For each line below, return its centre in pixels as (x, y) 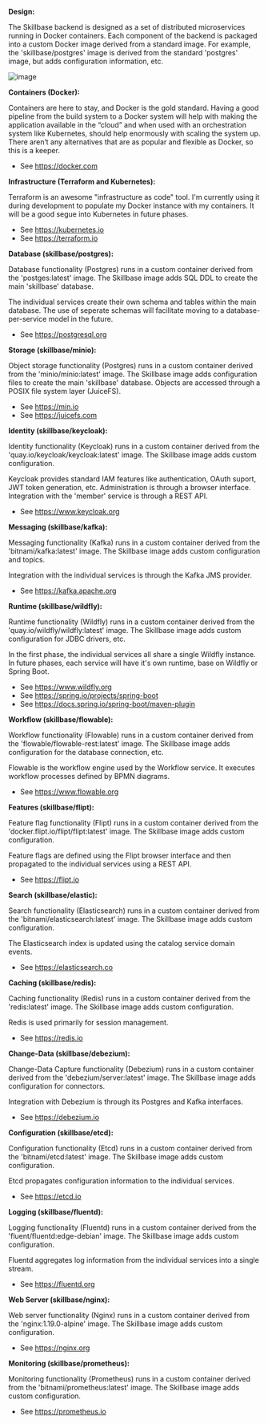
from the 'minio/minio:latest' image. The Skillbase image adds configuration (133, 374)
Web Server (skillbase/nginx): (59, 1300)
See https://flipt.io (50, 879)
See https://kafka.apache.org (68, 590)
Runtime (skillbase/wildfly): (55, 606)
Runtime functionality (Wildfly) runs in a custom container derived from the (132, 622)
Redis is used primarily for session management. (88, 1022)
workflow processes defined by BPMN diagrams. (89, 776)
